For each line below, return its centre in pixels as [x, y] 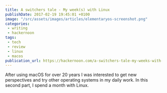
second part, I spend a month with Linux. [47, 86]
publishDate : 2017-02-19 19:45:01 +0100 [48, 14]
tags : [11, 38]
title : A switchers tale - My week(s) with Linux [58, 10]
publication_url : [23, 61]
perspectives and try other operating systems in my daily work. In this [77, 80]
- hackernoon [21, 33]
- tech [14, 42]
